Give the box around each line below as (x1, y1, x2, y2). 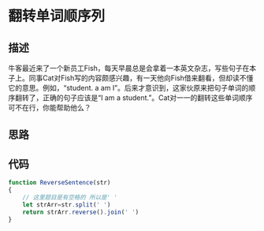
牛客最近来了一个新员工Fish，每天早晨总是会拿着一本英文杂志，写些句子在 (8, 64, 250, 73)
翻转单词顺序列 (8, 7, 106, 25)
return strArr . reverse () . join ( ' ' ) (22, 208, 139, 216)
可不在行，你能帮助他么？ (8, 103, 91, 112)
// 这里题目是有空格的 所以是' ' (22, 193, 118, 201)
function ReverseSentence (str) (8, 179, 111, 187)
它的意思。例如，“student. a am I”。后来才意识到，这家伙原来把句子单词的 (8, 84, 249, 92)
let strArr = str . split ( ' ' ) (22, 200, 111, 209)
